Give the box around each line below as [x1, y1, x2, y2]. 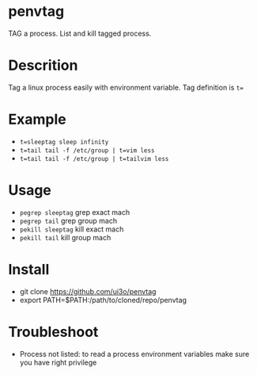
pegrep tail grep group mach [19, 216, 117, 225]
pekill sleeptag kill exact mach [19, 224, 124, 234]
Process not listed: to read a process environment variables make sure [19, 349, 250, 358]
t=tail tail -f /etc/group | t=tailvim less [19, 155, 169, 163]
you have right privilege [19, 358, 97, 367]
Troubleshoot [8, 323, 99, 341]
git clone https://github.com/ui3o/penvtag [19, 286, 157, 296]
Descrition [8, 56, 78, 75]
